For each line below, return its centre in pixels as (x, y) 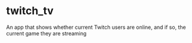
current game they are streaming (46, 33)
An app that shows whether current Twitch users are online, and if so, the (96, 27)
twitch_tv (30, 11)
